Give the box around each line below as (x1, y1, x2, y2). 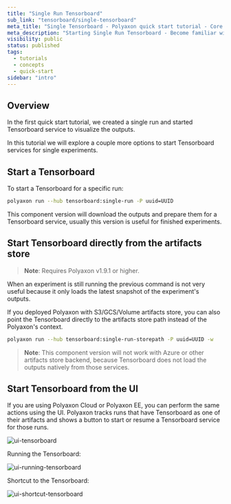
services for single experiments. (7, 146, 98, 154)
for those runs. (7, 423, 49, 432)
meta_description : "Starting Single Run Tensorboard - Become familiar (7, 29, 217, 37)
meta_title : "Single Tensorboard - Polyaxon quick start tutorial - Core (7, 23, 223, 30)
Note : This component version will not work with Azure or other (23, 348, 204, 356)
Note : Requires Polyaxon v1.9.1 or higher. (23, 266, 140, 274)
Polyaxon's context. (7, 322, 63, 331)
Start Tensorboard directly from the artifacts (7, 237, 202, 249)
